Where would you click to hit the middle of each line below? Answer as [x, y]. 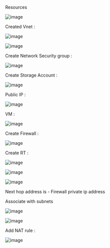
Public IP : [15, 94]
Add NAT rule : [20, 230]
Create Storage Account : [31, 75]
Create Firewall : [22, 133]
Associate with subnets [29, 201]
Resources [16, 7]
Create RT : [17, 153]
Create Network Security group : [39, 56]
